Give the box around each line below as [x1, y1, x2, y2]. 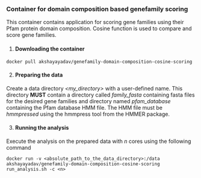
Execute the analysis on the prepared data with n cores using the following [6, 138, 191, 145]
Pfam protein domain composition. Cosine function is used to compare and [6, 25, 192, 32]
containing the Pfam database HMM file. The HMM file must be [6, 104, 162, 111]
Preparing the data [14, 71, 63, 78]
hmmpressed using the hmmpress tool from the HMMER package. [6, 110, 170, 118]
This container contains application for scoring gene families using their [6, 19, 184, 26]
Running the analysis [14, 124, 69, 132]
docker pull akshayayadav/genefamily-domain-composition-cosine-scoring [6, 59, 193, 65]
